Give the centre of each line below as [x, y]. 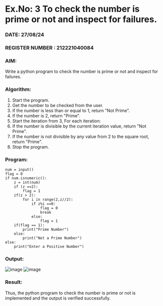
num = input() [20, 170]
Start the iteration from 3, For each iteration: [57, 121]
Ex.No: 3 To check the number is [72, 9]
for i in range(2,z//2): [48, 199]
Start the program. [31, 100]
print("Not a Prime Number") [52, 238]
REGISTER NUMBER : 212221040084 [49, 48]
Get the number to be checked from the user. [58, 105]
